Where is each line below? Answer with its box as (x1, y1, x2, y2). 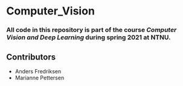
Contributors (6, 52, 56, 62)
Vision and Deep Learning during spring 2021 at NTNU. (6, 33, 171, 41)
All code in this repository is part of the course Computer (6, 26, 177, 34)
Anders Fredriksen (14, 67, 62, 75)
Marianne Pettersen (14, 74, 65, 81)
